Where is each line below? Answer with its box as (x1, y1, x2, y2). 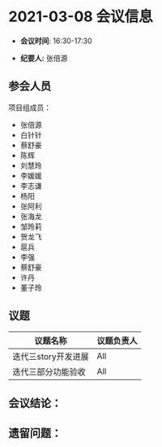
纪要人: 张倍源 (19, 53, 68, 63)
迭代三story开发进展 (12, 351, 89, 362)
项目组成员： (8, 103, 51, 112)
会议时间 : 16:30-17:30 (19, 36, 92, 46)
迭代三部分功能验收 (12, 366, 87, 377)
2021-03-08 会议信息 (8, 7, 154, 26)
